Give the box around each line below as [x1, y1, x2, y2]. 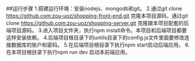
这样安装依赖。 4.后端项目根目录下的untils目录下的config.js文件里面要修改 [6, 34, 184, 41]
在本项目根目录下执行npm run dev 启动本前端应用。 [6, 49, 131, 55]
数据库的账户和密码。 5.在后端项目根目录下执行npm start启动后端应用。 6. [11, 41, 190, 48]
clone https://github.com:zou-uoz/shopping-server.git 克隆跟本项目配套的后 [6, 20, 189, 26]
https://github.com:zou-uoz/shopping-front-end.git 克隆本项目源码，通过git [6, 12, 189, 19]
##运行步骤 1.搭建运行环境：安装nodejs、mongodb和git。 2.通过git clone [6, 5, 183, 12]
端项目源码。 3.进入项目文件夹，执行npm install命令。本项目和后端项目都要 [6, 27, 187, 34]
